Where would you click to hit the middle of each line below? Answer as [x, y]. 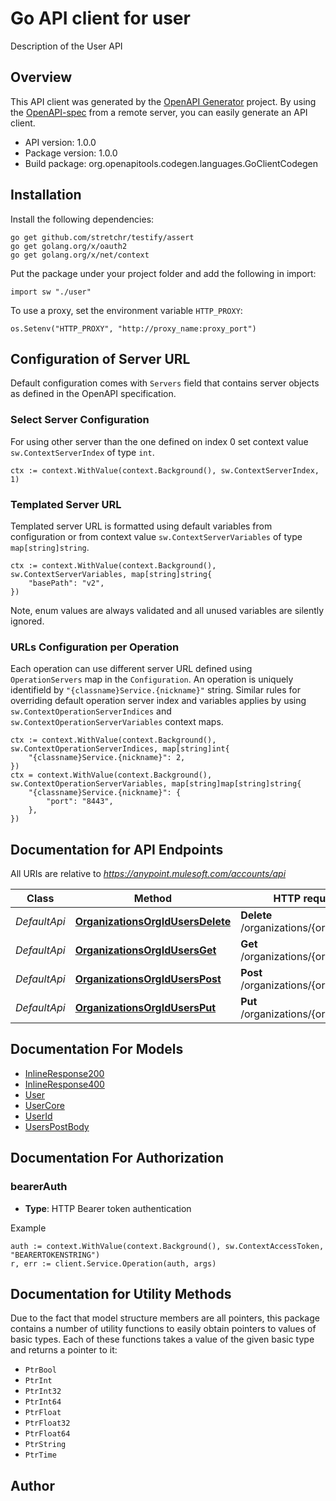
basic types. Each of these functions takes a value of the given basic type [162, 1339]
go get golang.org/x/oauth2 [69, 246]
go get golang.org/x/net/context [80, 255]
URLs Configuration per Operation [95, 647]
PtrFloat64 [47, 1434]
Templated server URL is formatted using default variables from [141, 526]
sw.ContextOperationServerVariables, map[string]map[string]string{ [156, 784]
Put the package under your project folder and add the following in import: [163, 273]
